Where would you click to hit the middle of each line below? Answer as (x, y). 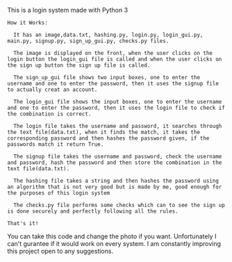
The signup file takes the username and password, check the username (118, 156)
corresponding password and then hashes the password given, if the (108, 138)
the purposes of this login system (59, 193)
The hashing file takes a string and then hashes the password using (116, 181)
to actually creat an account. (52, 90)
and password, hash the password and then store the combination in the (115, 163)
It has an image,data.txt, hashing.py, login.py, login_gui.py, (108, 35)
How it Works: (28, 23)
